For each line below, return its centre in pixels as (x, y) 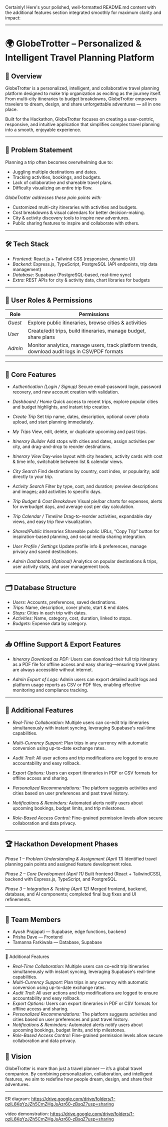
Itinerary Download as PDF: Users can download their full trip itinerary (85, 659)
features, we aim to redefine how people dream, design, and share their (79, 1079)
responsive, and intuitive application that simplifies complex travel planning (82, 124)
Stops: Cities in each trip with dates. (49, 613)
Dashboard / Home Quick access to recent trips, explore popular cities (85, 401)
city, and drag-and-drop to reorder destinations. (62, 446)
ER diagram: (18, 1099)
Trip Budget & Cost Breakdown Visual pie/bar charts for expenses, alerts (87, 501)
